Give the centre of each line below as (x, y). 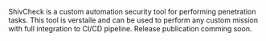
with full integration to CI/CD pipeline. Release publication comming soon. (130, 29)
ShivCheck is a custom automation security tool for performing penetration (132, 12)
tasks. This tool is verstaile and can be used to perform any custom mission (133, 20)
